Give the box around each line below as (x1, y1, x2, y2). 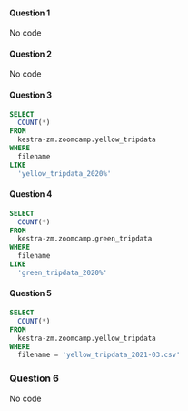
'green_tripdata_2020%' (17, 268, 107, 277)
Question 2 (9, 48, 53, 59)
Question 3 (9, 89, 53, 100)
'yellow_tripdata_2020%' (17, 169, 112, 178)
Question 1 (9, 7, 51, 18)
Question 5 (9, 288, 53, 299)
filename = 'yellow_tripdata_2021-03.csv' (17, 351, 181, 360)
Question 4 (9, 189, 53, 200)
